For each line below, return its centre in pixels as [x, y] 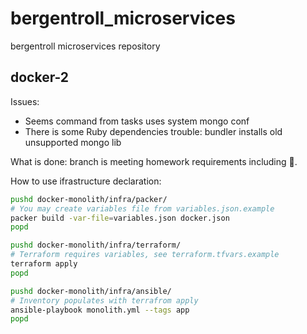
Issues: [25, 101]
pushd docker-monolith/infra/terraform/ [96, 245]
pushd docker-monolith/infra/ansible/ [91, 291]
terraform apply [44, 264]
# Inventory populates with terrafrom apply [104, 300]
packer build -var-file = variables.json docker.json [120, 218]
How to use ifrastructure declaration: [86, 181]
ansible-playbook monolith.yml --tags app [100, 310]
